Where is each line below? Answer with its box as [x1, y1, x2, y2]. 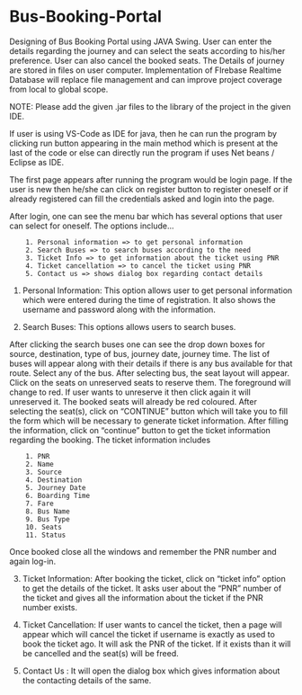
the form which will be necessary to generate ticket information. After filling [9, 415, 289, 426]
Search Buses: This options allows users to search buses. [22, 321, 236, 332]
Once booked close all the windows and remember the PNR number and [9, 546, 277, 557]
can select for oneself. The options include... [9, 220, 174, 231]
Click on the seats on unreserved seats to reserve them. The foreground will [9, 377, 291, 388]
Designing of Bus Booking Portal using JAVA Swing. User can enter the [9, 36, 272, 47]
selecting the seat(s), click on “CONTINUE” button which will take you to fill [9, 405, 289, 416]
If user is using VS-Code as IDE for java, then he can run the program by [9, 128, 277, 138]
